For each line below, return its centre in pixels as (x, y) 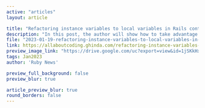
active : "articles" (31, 12)
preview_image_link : (33, 51)
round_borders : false (34, 96)
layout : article (27, 18)
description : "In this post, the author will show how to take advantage (102, 34)
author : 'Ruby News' (33, 62)
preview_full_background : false (47, 73)
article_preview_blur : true (42, 90)
